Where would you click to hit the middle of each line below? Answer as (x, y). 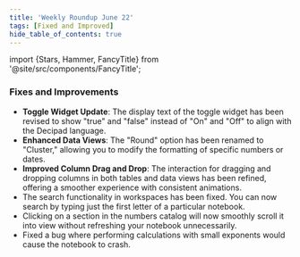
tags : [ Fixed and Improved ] (62, 26)
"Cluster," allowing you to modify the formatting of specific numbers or (153, 149)
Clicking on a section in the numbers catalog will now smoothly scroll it (153, 216)
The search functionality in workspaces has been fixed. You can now (150, 196)
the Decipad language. (64, 130)
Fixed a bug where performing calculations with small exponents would (154, 235)
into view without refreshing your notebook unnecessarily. (129, 225)
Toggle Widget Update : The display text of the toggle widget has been (153, 112)
